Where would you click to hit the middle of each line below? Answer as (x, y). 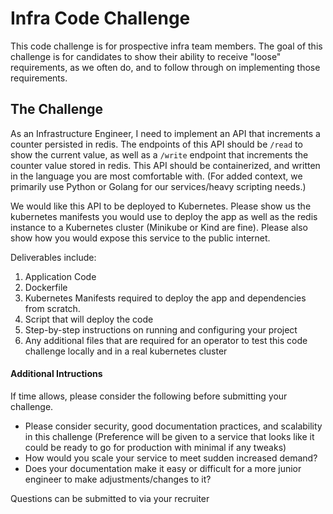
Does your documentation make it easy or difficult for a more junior (163, 468)
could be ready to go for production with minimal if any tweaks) (155, 447)
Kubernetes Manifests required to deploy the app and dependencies (165, 298)
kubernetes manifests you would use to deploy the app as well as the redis (164, 216)
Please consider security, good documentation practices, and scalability (173, 426)
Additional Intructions (56, 374)
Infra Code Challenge (100, 18)
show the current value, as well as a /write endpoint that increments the (159, 154)
